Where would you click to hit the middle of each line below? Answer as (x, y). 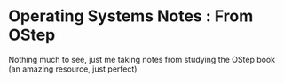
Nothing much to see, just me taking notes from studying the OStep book (142, 59)
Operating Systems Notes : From (131, 16)
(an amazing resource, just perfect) (73, 69)
